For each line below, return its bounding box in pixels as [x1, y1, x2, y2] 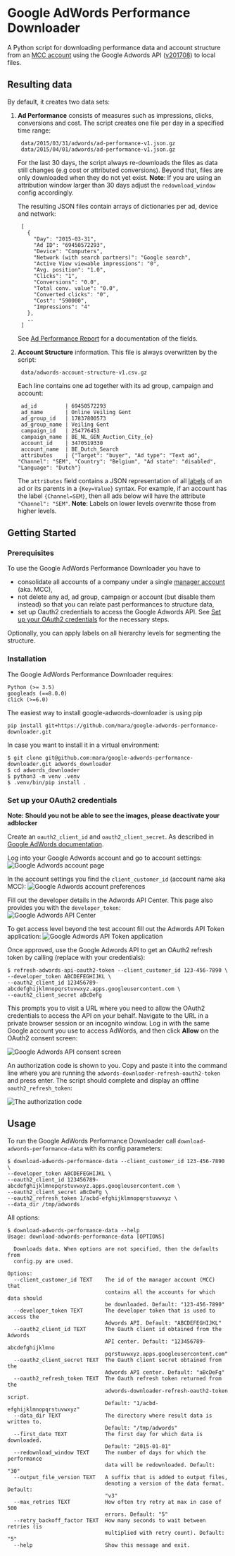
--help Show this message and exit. [13, 1541, 191, 1549]
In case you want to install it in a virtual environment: [7, 741, 160, 749]
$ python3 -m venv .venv [7, 772, 80, 780]
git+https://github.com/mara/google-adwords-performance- [44, 722, 219, 729]
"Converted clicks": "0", [33, 291, 110, 298]
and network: [17, 209, 56, 218]
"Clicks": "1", [33, 272, 78, 279]
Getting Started [7, 527, 77, 539]
